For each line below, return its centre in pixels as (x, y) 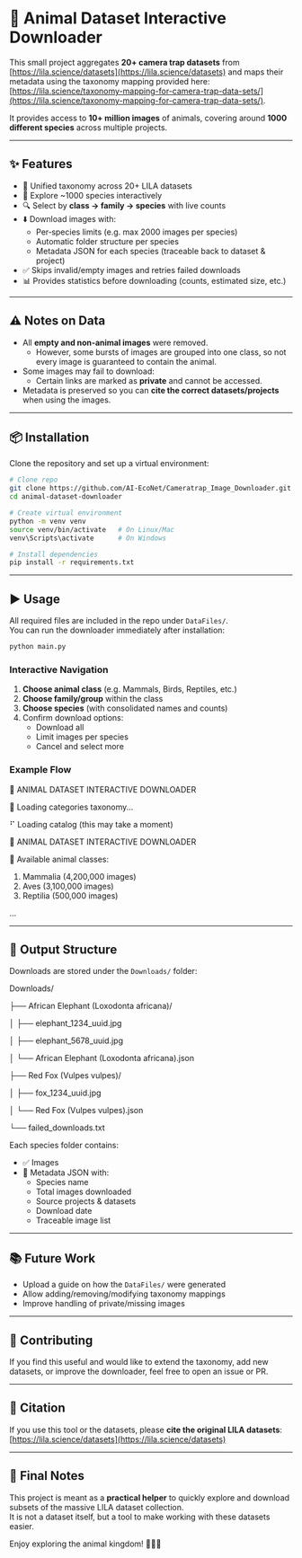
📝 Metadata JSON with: (66, 1173)
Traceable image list (73, 1220)
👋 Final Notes (47, 1476)
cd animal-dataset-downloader (66, 497)
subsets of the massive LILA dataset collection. (97, 1507)
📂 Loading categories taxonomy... (71, 807)
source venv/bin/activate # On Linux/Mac (92, 529)
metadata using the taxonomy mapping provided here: (110, 81)
